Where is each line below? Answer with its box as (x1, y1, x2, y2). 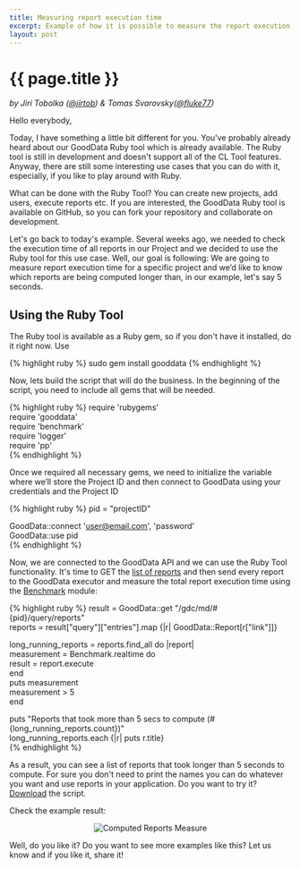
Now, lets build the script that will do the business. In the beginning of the (9, 375, 280, 386)
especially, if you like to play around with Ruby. (9, 171, 182, 182)
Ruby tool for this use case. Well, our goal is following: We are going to (9, 252, 270, 264)
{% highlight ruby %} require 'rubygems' (9, 402, 159, 413)
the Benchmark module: (9, 585, 99, 596)
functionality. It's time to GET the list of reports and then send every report (9, 567, 285, 577)
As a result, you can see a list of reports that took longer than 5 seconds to (9, 760, 285, 771)
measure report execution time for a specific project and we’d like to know (9, 262, 283, 273)
